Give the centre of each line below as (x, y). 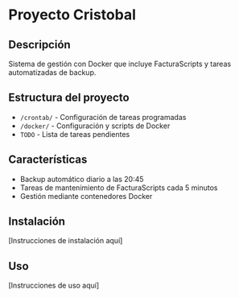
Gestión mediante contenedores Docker (86, 196)
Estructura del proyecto (69, 98)
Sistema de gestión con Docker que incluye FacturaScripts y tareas (120, 64)
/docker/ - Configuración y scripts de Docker (95, 126)
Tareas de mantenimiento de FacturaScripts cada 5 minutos (119, 188)
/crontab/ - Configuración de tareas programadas (103, 117)
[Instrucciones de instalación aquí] (66, 241)
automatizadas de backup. (52, 72)
